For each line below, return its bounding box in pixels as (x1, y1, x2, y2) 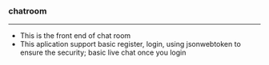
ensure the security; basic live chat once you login (19, 48, 187, 57)
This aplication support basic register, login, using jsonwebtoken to (19, 40, 242, 49)
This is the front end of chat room (19, 31, 131, 40)
